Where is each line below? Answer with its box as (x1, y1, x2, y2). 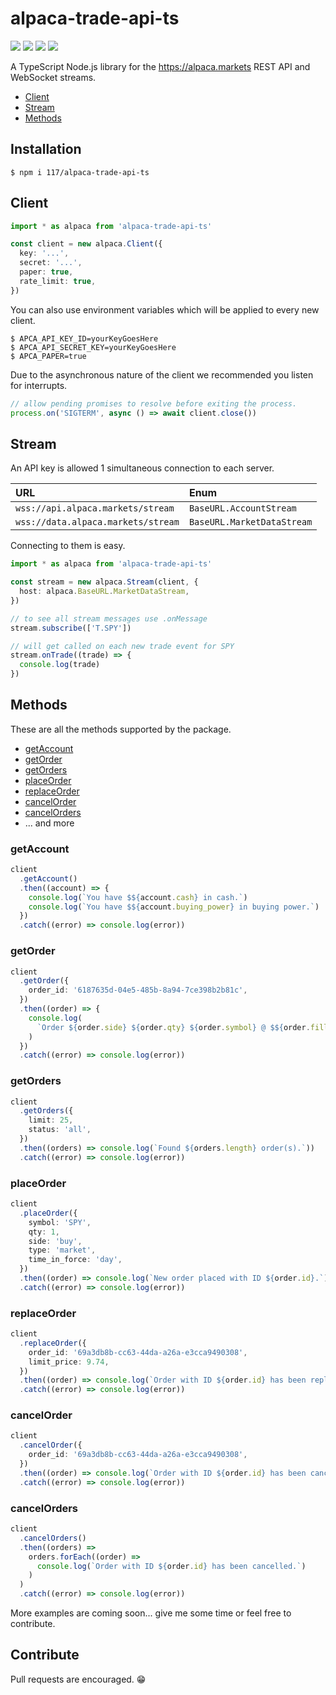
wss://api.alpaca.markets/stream (15, 503, 175, 514)
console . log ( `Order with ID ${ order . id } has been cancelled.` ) (36, 1561, 307, 1571)
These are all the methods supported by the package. (10, 723, 232, 735)
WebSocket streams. (10, 71, 97, 83)
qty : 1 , (28, 1227, 60, 1237)
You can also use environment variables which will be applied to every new (10, 303, 320, 316)
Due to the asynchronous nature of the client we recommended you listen (10, 368, 314, 381)
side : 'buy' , (28, 1236, 83, 1246)
